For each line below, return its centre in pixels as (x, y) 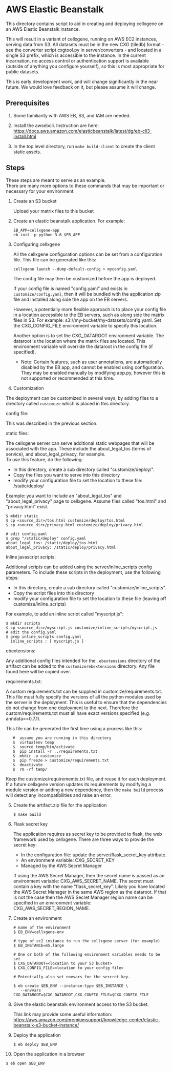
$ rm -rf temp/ (30, 769)
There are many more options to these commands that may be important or (85, 186)
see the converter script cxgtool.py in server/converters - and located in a (84, 50)
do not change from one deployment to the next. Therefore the (72, 708)
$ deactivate (28, 765)
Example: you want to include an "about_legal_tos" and (64, 496)
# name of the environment (42, 928)
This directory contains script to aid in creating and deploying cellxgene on (85, 24)
